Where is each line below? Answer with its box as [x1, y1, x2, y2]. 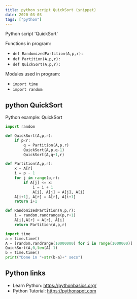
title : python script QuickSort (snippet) [5, 7, 96, 13]
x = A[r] [14, 166, 33, 171]
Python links [5, 269, 46, 278]
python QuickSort [5, 101, 63, 109]
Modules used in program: [5, 71, 60, 77]
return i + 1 [14, 199, 38, 204]
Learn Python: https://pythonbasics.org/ [12, 282, 97, 288]
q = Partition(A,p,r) [23, 142, 70, 147]
